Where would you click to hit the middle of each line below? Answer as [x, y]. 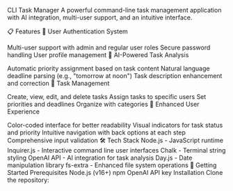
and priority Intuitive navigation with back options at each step [97, 132]
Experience [24, 112]
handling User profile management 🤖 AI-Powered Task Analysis [98, 55]
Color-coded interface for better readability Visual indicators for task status [115, 125]
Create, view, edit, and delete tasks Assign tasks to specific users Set [107, 97]
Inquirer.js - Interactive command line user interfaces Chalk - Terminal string [116, 150]
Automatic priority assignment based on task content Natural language [109, 68]
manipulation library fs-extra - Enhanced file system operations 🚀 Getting [112, 165]
